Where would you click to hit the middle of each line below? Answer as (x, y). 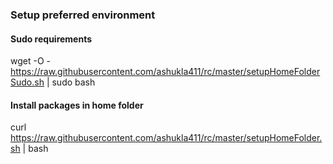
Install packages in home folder (77, 105)
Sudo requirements (51, 39)
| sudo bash (71, 82)
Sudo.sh (27, 82)
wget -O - (30, 61)
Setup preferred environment (83, 15)
